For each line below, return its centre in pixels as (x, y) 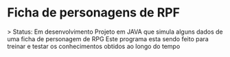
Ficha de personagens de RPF (94, 13)
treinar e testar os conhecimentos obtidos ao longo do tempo (94, 46)
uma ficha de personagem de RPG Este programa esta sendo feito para (108, 38)
